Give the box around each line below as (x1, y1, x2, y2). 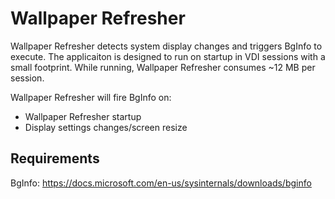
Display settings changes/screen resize (24, 121, 188, 133)
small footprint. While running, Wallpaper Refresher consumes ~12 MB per (10, 61, 316, 73)
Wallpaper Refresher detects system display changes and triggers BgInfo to (10, 40, 323, 52)
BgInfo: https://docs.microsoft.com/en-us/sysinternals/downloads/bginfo (10, 177, 312, 189)
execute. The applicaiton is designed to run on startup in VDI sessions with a (10, 50, 326, 62)
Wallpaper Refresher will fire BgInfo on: (10, 91, 172, 103)
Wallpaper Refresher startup (24, 110, 142, 122)
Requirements (10, 150, 100, 167)
